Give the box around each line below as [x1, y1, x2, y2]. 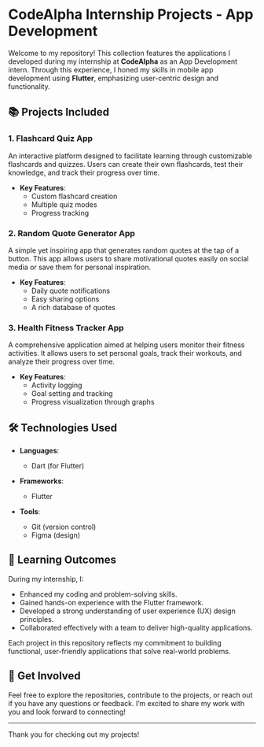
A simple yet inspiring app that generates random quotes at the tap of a [8, 246, 240, 255]
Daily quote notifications [31, 286, 111, 295]
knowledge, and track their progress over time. [8, 168, 160, 177]
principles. [19, 614, 54, 623]
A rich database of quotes [31, 302, 115, 312]
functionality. [8, 81, 51, 91]
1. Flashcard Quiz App [8, 133, 93, 144]
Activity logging [31, 380, 82, 390]
